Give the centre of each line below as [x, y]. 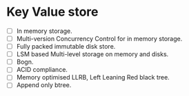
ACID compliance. [42, 70]
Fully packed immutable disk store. [66, 47]
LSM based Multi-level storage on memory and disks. [92, 54]
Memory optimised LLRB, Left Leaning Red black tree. [93, 77]
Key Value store [52, 12]
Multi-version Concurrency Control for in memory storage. [99, 39]
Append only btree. [44, 85]
